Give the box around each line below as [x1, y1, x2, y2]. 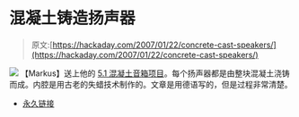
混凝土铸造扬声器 [9, 8, 136, 29]
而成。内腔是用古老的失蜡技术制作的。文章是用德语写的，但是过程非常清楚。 [9, 79, 293, 89]
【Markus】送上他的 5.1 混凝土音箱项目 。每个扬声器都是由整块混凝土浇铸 [20, 68, 290, 79]
